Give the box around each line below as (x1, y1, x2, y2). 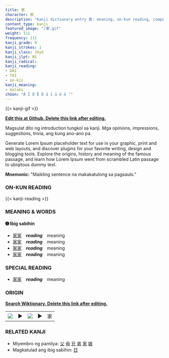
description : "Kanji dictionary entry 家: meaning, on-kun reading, (5, 17, 151, 22)
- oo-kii (5, 78, 24, 83)
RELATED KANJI (5, 328, 46, 335)
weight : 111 (5, 31, 30, 36)
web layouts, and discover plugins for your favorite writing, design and (5, 146, 151, 152)
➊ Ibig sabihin (5, 220, 35, 227)
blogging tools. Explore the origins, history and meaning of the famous (5, 151, 151, 157)
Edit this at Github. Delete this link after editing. (5, 115, 106, 122)
